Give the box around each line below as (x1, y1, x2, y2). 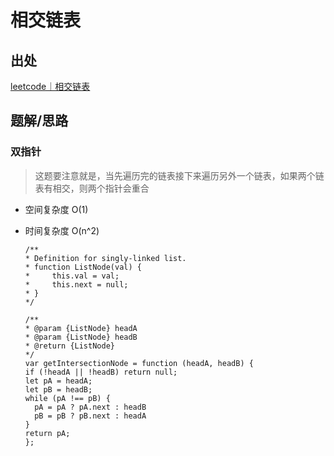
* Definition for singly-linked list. (24, 253, 187, 263)
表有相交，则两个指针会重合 (34, 182, 150, 194)
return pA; (24, 428, 71, 438)
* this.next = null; (24, 279, 129, 290)
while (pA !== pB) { (24, 393, 111, 403)
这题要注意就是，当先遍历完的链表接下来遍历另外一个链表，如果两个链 (34, 169, 325, 181)
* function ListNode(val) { (24, 262, 142, 272)
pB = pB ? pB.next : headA (34, 411, 147, 421)
